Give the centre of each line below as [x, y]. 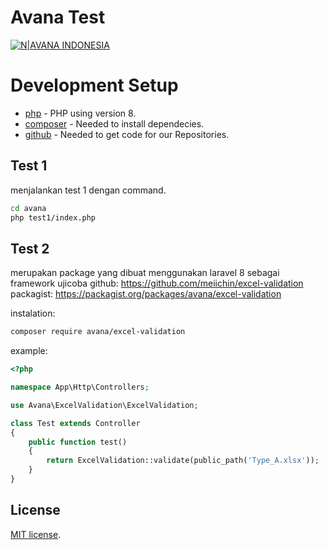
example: [29, 351]
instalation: [33, 313]
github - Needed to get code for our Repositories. [127, 134]
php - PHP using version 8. [80, 113]
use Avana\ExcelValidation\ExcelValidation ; [104, 405]
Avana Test [58, 17]
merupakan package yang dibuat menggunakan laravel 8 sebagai [145, 273]
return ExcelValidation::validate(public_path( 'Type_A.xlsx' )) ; [183, 461]
